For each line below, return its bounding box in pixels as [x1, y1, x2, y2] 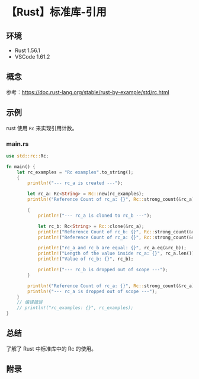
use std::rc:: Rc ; [6, 153, 49, 159]
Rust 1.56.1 [14, 47, 40, 54]
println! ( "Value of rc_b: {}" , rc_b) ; [37, 256, 134, 262]
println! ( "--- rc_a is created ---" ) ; [27, 180, 123, 187]
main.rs [6, 140, 29, 148]
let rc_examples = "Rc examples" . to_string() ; [17, 169, 134, 175]
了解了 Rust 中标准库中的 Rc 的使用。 [6, 345, 97, 352]
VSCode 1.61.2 [14, 53, 50, 60]
